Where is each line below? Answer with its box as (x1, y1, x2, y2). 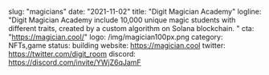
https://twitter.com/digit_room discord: (8, 49, 137, 58)
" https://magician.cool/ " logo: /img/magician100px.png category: (8, 32, 223, 41)
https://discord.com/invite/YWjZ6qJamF (8, 57, 142, 67)
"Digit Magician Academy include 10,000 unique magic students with (8, 15, 236, 25)
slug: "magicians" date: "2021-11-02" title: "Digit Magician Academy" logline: (8, 7, 262, 16)
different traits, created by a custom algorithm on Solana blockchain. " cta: (8, 24, 255, 33)
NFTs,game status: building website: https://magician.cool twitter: (8, 41, 226, 50)
